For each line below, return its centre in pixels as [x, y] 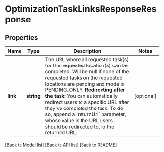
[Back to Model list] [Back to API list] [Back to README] [61, 145]
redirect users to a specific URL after [87, 102]
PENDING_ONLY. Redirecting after [85, 90]
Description [87, 51]
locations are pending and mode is [85, 84]
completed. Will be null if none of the [87, 72]
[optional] [145, 96]
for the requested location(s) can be [87, 65]
